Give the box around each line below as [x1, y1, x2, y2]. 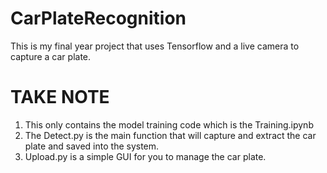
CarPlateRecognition [10, 7, 187, 30]
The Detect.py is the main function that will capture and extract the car [24, 129, 317, 141]
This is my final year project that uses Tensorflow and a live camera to [10, 40, 300, 52]
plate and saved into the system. [24, 140, 160, 152]
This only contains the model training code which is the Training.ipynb [24, 118, 314, 131]
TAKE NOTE [10, 86, 110, 109]
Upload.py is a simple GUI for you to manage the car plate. [24, 150, 267, 162]
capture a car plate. [10, 50, 92, 62]
